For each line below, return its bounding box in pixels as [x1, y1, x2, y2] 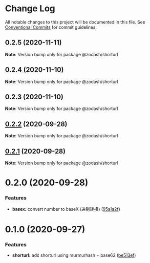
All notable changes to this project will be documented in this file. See [5, 19, 146, 25]
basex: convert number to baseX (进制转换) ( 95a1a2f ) [12, 206, 121, 212]
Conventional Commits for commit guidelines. [5, 24, 97, 30]
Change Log [5, 3, 55, 14]
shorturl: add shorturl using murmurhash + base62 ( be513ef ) [12, 252, 136, 258]
